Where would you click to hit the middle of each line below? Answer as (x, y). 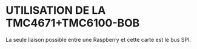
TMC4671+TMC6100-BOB (73, 23)
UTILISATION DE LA (56, 10)
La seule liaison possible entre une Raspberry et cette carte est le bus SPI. (98, 39)
